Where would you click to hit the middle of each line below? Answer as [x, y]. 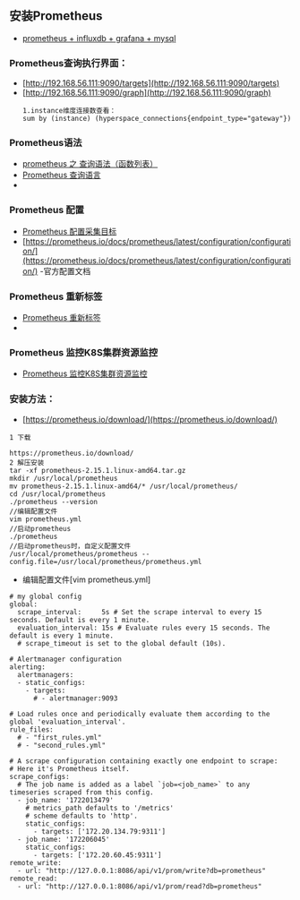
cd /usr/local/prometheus [57, 494]
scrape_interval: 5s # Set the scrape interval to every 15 [140, 612]
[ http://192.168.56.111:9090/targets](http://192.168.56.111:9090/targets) [151, 83]
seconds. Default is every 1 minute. [80, 620]
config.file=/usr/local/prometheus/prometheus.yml [106, 561]
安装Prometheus [56, 16]
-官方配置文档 [65, 270]
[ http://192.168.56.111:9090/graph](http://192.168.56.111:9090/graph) [146, 93]
